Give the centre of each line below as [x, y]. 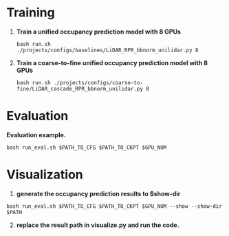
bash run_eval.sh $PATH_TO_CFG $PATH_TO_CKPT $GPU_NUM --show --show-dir [115, 206]
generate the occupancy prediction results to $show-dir [98, 193]
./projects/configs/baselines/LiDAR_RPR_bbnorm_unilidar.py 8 [107, 50]
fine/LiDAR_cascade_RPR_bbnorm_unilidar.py [80, 88]
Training [31, 13]
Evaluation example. [36, 134]
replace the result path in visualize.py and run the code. [98, 225]
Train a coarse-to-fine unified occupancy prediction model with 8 [112, 62]
